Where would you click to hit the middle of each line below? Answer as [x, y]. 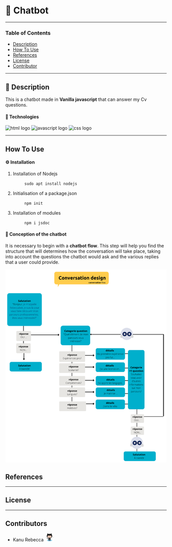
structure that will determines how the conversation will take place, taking [83, 251]
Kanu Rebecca [28, 539]
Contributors [26, 524]
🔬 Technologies [22, 117]
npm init [34, 203]
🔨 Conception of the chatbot [36, 234]
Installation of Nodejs [35, 173]
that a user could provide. [33, 262]
